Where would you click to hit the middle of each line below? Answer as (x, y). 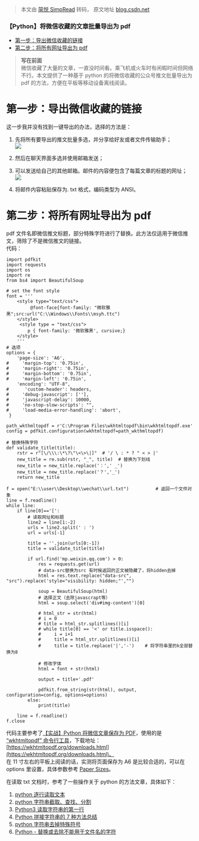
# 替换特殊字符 (22, 443)
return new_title (38, 477)
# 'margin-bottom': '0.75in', (49, 374)
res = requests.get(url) (69, 564)
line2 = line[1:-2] (52, 522)
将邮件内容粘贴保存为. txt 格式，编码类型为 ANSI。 (77, 190)
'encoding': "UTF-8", (43, 384)
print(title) (54, 706)
